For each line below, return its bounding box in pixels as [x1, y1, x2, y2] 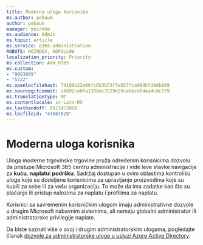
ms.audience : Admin [6, 32, 56, 38]
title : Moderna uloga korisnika [6, 9, 88, 15]
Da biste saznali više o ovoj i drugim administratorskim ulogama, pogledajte [6, 226, 195, 233]
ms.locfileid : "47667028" [6, 111, 72, 117]
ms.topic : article [6, 37, 53, 43]
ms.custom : [6, 65, 34, 72]
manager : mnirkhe [6, 26, 50, 32]
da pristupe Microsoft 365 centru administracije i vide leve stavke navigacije [6, 164, 197, 171]
